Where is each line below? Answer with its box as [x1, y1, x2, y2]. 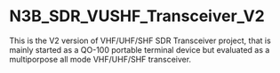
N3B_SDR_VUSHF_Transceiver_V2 [9, 6, 265, 26]
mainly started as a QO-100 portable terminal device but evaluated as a [9, 44, 270, 55]
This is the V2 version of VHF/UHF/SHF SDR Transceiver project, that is [9, 35, 271, 46]
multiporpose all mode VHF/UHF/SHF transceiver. [9, 54, 192, 64]
